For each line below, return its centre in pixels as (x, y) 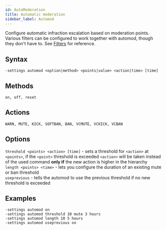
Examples (21, 198)
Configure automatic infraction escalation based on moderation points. (77, 33)
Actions (17, 113)
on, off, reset (21, 97)
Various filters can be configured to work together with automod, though (79, 38)
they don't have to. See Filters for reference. (50, 44)
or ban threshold (22, 172)
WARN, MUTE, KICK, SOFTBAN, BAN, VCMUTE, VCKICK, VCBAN (64, 124)
